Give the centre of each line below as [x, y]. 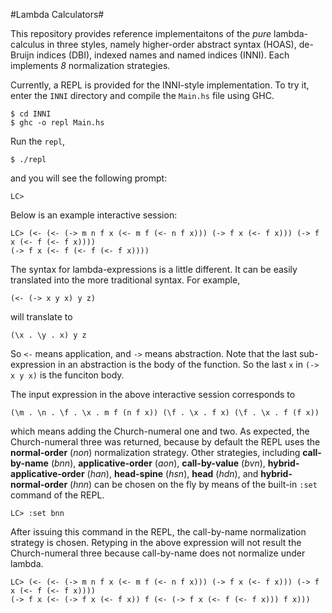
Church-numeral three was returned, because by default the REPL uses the [165, 442]
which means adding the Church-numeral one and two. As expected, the [160, 431]
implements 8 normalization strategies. [90, 65]
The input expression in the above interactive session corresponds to [153, 394]
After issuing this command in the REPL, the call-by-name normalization [158, 532]
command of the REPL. [57, 495]
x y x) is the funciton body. [67, 375]
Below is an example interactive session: [94, 215]
